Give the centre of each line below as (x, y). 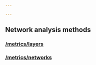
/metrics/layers (24, 44)
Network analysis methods (48, 30)
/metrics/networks (28, 57)
